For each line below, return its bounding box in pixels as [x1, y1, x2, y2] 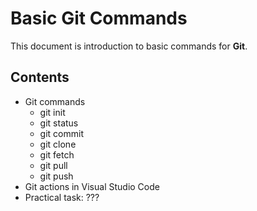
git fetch [39, 148, 75, 161]
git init [39, 106, 66, 118]
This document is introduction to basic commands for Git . [10, 40, 248, 52]
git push [39, 170, 74, 182]
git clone [39, 138, 77, 150]
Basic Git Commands [10, 7, 188, 30]
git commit [39, 127, 84, 139]
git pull [39, 159, 68, 171]
